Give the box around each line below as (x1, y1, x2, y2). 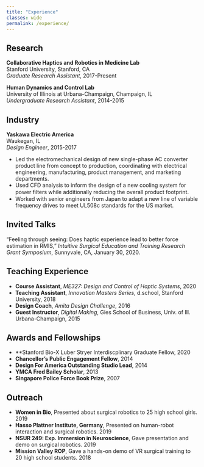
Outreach (6, 392, 43, 403)
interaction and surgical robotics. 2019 (15, 428, 111, 435)
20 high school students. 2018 (15, 454, 91, 462)
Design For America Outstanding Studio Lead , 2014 (15, 361, 147, 369)
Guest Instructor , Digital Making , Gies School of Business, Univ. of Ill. (15, 308, 191, 316)
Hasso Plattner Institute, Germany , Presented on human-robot (15, 422, 174, 429)
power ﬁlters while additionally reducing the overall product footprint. (15, 189, 189, 195)
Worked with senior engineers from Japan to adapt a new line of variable (15, 195, 198, 202)
